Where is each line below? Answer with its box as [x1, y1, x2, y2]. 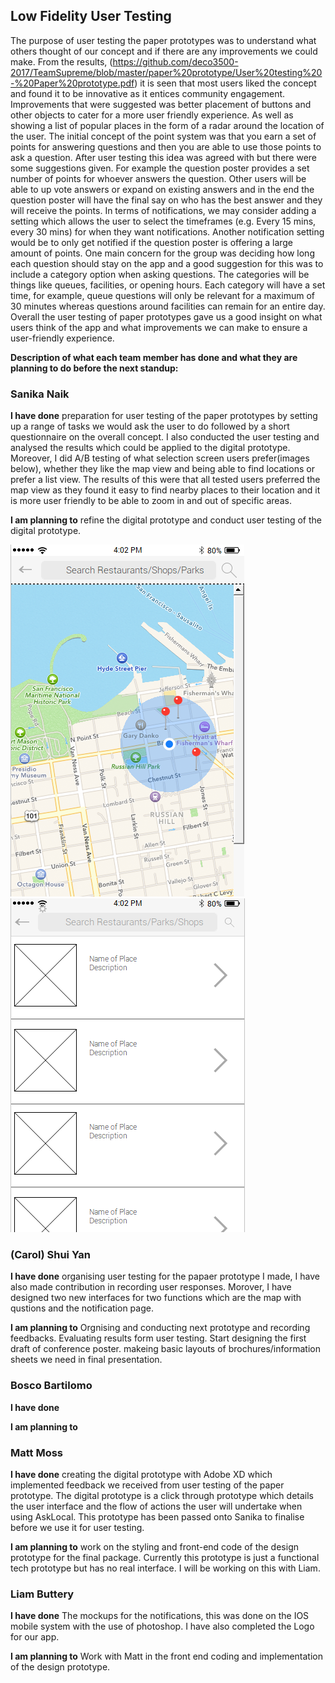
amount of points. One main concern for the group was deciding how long [10, 247, 315, 259]
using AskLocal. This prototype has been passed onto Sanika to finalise [10, 1511, 305, 1523]
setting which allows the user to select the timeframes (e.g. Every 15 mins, [10, 215, 317, 227]
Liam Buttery [10, 1587, 75, 1601]
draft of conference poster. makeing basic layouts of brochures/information [10, 1343, 321, 1355]
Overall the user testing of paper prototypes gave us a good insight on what [10, 310, 323, 323]
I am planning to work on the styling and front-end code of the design [10, 1541, 299, 1553]
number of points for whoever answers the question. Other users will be [10, 172, 307, 184]
